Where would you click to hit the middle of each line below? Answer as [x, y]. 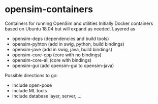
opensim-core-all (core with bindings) [52, 60]
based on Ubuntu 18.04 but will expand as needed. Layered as [70, 28]
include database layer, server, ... [47, 96]
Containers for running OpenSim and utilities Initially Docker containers [79, 23]
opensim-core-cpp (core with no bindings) [57, 55]
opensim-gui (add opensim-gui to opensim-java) [63, 65]
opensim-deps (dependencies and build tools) [60, 39]
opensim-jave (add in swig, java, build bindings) [62, 49]
